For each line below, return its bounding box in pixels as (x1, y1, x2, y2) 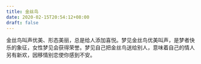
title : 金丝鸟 (6, 8, 39, 15)
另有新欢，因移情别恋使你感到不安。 (6, 52, 96, 59)
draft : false (6, 20, 39, 25)
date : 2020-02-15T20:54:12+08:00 (6, 14, 90, 20)
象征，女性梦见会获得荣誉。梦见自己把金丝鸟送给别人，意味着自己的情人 (16, 44, 195, 51)
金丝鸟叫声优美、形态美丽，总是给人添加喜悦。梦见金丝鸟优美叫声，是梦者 (6, 37, 190, 44)
